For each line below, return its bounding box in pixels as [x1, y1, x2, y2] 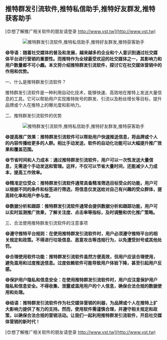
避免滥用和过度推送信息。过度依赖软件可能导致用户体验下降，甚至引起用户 [5, 260, 158, 266]
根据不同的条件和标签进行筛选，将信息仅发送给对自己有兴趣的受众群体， [9, 186, 158, 192]
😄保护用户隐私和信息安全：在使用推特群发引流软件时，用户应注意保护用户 [5, 277, 158, 283]
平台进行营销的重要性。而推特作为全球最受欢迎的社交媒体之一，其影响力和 [9, 55, 162, 61]
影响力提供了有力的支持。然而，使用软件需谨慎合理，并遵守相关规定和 [9, 306, 153, 312]
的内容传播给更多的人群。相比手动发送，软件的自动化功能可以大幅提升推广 [5, 140, 158, 146]
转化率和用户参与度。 [9, 192, 53, 198]
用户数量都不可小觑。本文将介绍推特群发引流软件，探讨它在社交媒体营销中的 [5, 62, 162, 68]
